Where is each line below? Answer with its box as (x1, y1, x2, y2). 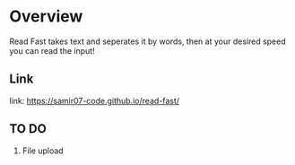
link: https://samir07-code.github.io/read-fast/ (9, 95, 180, 106)
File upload (22, 145, 65, 156)
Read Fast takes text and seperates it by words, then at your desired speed (9, 36, 287, 47)
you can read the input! (9, 45, 96, 56)
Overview (9, 6, 83, 27)
